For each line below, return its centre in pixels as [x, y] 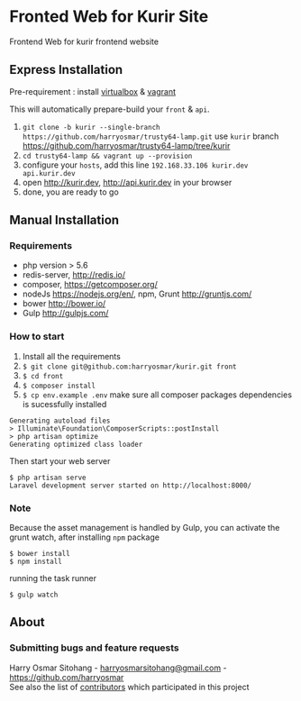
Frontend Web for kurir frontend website [84, 41]
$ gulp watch [34, 595]
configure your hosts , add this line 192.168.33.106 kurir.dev [135, 165]
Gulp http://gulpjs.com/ [65, 314]
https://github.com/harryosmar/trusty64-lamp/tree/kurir [126, 145]
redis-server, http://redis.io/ [74, 275]
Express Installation [66, 70]
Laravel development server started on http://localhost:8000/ [131, 485]
